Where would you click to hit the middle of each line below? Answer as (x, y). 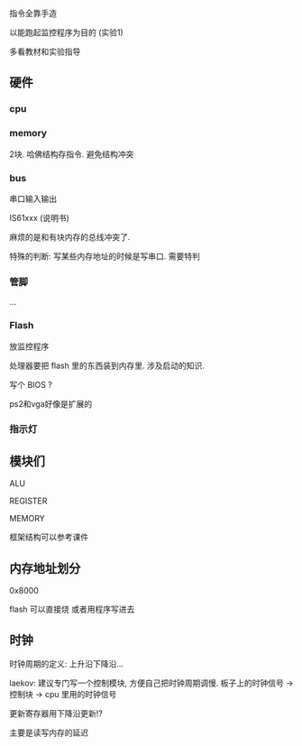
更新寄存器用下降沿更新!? (56, 713)
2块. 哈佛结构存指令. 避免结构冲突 (72, 154)
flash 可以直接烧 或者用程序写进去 (72, 609)
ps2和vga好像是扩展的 (51, 403)
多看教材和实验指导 (45, 51)
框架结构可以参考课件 (49, 537)
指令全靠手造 (33, 13)
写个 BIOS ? (31, 384)
